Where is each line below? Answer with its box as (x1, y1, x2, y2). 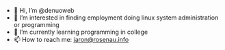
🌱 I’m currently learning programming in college (13, 28, 148, 36)
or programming (13, 21, 59, 28)
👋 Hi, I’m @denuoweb (13, 7, 75, 14)
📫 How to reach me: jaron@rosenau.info (13, 36, 129, 43)
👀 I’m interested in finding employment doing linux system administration (13, 14, 219, 22)
